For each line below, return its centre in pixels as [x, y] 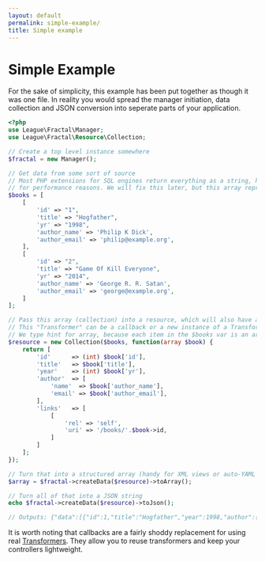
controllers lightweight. [45, 549]
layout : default [35, 15]
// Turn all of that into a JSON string [76, 496]
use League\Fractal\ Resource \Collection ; [77, 138]
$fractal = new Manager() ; [52, 159]
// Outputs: [28, 518]
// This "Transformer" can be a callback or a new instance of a [118, 328]
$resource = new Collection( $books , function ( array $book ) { [111, 342]
